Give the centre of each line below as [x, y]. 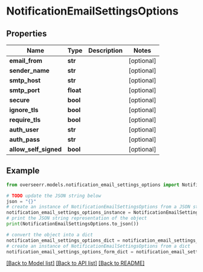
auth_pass [25, 139]
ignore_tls [24, 110]
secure [20, 100]
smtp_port [25, 90]
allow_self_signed [36, 149]
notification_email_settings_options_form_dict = [70, 252]
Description [105, 51]
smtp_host [25, 80]
